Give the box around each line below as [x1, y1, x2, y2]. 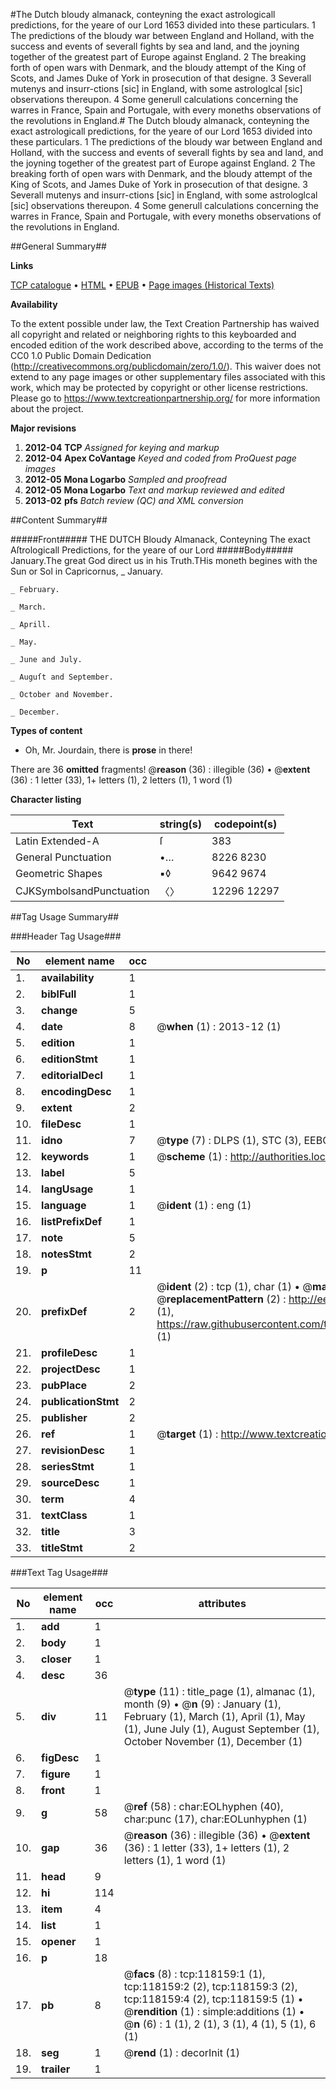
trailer [41, 2062, 71, 2076]
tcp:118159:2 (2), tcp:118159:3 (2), [123, 1980, 298, 1993]
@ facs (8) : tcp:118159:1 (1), [123, 1967, 266, 1981]
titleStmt [41, 1541, 83, 1554]
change [41, 1004, 78, 1017]
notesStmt [41, 1247, 92, 1261]
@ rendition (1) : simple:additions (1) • [123, 2005, 305, 2018]
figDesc [41, 1751, 80, 1764]
